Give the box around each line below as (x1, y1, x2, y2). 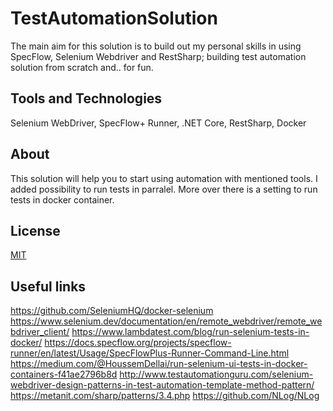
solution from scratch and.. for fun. (10, 61, 154, 73)
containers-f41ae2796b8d (10, 368, 118, 381)
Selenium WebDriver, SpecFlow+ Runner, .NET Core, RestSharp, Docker (10, 117, 307, 129)
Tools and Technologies (10, 90, 163, 107)
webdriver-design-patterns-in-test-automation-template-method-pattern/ (10, 379, 315, 391)
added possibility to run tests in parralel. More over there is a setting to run (10, 183, 318, 195)
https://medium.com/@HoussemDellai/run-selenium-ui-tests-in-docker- (10, 358, 308, 370)
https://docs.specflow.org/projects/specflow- (44, 337, 232, 349)
